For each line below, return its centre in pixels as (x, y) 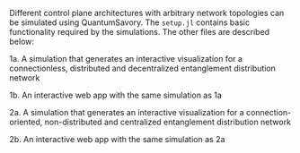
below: (22, 41)
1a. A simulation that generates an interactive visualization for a (126, 59)
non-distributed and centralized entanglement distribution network (168, 122)
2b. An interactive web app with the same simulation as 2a (117, 139)
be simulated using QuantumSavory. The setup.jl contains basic (129, 22)
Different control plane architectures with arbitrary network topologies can (147, 13)
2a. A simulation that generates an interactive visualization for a (127, 112)
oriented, (26, 122)
